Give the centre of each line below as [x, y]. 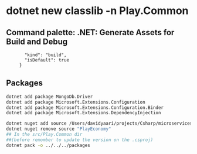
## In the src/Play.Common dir [44, 135]
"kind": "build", [45, 55]
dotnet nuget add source [36, 124]
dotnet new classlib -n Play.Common [97, 11]
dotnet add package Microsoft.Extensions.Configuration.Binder [85, 107]
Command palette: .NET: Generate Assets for [90, 32]
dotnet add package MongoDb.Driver [50, 97]
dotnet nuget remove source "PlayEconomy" [59, 129]
